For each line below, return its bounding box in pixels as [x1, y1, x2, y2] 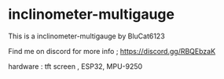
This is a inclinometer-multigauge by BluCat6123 [8, 31, 165, 41]
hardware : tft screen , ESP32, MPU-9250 [8, 61, 143, 71]
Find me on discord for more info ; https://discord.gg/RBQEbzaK [8, 46, 216, 56]
